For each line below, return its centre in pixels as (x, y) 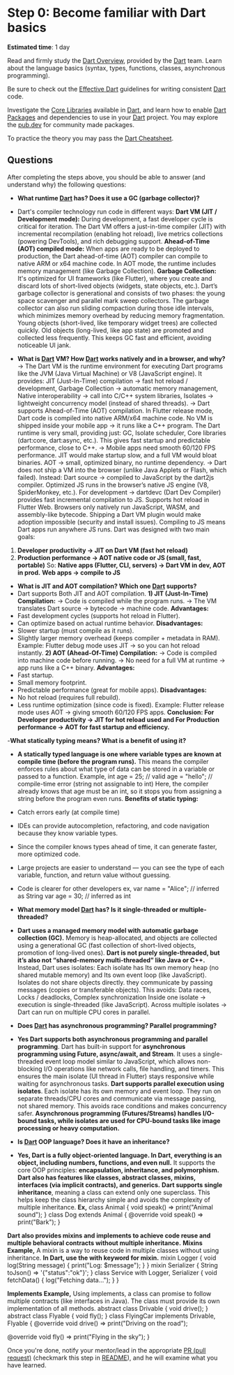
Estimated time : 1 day (39, 47)
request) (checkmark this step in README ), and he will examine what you (112, 1358)
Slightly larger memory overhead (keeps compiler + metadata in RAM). (119, 638)
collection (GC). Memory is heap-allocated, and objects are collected (117, 938)
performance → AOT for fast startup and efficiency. (93, 727)
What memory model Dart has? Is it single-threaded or (98, 909)
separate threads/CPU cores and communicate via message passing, (117, 1098)
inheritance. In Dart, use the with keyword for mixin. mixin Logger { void (112, 1258)
